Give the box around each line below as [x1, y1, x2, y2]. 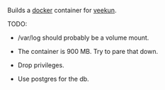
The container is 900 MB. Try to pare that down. [17, 47, 158, 55]
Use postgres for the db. [17, 74, 90, 83]
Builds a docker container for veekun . [7, 6, 117, 14]
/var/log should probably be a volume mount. [17, 33, 149, 42]
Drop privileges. [17, 61, 65, 69]
